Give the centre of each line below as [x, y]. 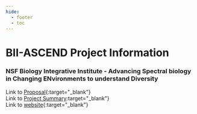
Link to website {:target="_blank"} [47, 104]
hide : [12, 12]
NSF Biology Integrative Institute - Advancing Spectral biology [98, 71]
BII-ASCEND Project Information [87, 52]
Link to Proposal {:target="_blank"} [48, 92]
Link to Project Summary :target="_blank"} [58, 98]
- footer [22, 17]
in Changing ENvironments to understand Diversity [82, 79]
